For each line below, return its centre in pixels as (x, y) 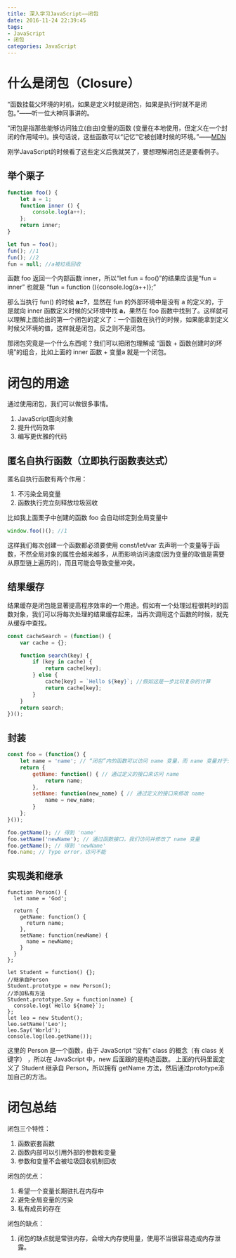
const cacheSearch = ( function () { (59, 636)
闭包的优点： (26, 1176)
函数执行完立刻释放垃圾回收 (58, 502)
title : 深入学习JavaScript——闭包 (53, 14)
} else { (45, 675)
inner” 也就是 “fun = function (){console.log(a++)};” (82, 287)
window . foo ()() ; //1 (38, 531)
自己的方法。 (32, 1077)
